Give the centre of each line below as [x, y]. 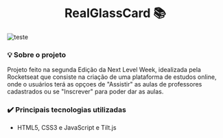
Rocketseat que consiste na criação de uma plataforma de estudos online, [112, 77]
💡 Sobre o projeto [37, 54]
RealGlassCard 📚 [115, 13]
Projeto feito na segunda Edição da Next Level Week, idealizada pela [104, 70]
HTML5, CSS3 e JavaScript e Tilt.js [67, 127]
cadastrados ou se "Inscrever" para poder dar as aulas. [85, 92]
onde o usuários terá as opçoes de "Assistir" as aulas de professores [105, 84]
